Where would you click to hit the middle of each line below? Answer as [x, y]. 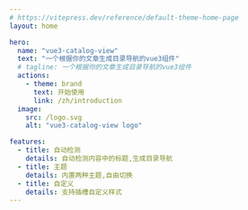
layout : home [34, 26]
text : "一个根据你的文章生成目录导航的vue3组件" [98, 59]
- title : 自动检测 [49, 150]
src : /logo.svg [54, 118]
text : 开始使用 [59, 92]
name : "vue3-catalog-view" [68, 50]
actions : [34, 76]
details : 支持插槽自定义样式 [74, 192]
